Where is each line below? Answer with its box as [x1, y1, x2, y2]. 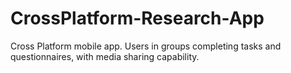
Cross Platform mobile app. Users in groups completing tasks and [10, 40, 282, 52]
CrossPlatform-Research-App [10, 7, 265, 30]
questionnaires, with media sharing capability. [10, 50, 200, 62]
